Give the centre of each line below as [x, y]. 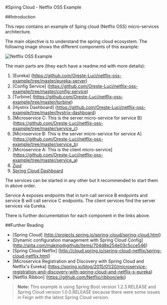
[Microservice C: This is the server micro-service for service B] [77, 118]
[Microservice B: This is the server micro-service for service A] [77, 134]
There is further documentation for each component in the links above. [78, 215]
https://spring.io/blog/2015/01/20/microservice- [98, 266]
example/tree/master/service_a [44, 160]
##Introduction [20, 17]
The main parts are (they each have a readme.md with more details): [75, 66]
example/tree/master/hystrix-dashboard [53, 112]
